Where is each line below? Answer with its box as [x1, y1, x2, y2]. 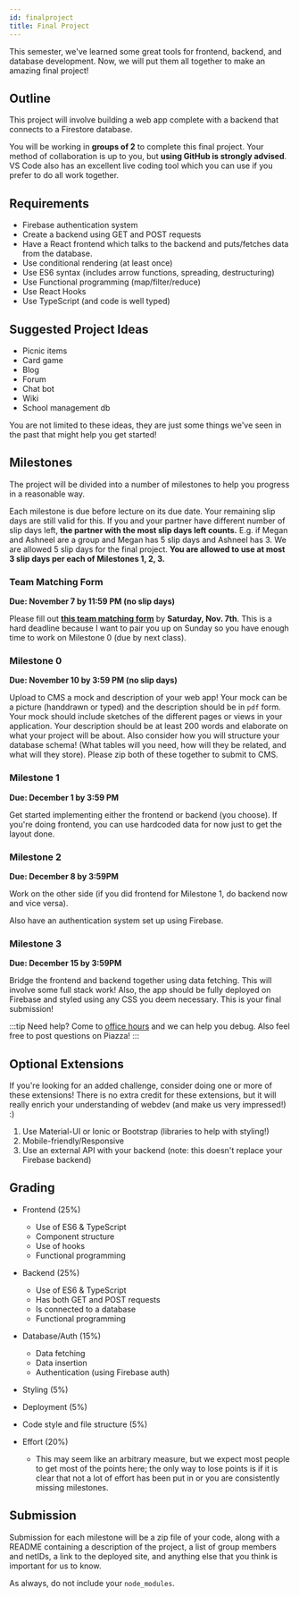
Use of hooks [35, 1240, 86, 1251]
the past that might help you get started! [9, 429, 158, 439]
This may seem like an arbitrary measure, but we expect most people [35, 1453, 290, 1464]
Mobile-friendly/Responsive [21, 1135, 125, 1146]
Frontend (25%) [21, 1204, 81, 1215]
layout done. [9, 828, 55, 839]
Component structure [35, 1231, 115, 1242]
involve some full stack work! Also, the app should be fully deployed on [9, 985, 271, 996]
